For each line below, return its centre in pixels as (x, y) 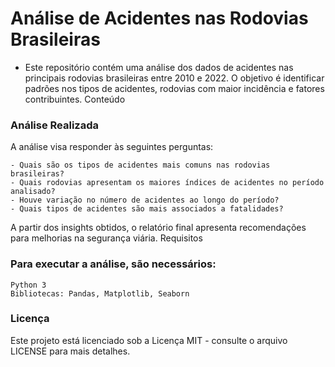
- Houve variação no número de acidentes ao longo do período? (145, 200)
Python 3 (28, 285)
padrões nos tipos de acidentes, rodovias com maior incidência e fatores (174, 88)
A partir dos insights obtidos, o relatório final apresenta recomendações (158, 228)
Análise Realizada (55, 125)
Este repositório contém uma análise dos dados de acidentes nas (159, 67)
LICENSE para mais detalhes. (70, 351)
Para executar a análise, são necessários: (113, 264)
